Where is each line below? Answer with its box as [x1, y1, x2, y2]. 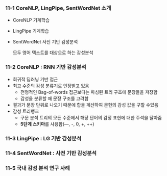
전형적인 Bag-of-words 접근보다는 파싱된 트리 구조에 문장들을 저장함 [20, 89, 158, 95]
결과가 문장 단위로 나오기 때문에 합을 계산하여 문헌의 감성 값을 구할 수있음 [12, 102, 159, 108]
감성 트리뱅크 [12, 108, 39, 114]
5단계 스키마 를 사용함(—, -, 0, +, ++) [20, 121, 94, 127]
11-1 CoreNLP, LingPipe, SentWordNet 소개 [5, 4, 111, 11]
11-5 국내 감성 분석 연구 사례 [5, 165, 70, 172]
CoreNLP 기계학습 [12, 17, 50, 23]
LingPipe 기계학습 [12, 28, 50, 34]
